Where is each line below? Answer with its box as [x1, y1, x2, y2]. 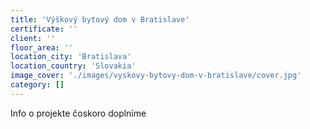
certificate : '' [10, 24, 78, 34]
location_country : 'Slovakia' [10, 61, 137, 71]
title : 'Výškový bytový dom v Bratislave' [10, 14, 190, 25]
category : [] [10, 80, 65, 90]
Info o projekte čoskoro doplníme [10, 107, 147, 119]
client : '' [10, 33, 56, 43]
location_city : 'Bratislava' [10, 52, 132, 62]
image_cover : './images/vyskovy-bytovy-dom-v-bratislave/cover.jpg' [10, 71, 302, 81]
